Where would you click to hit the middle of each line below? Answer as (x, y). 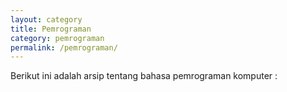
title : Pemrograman (51, 29)
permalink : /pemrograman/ (64, 47)
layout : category (46, 19)
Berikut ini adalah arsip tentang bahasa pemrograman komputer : (144, 76)
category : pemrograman (57, 38)
